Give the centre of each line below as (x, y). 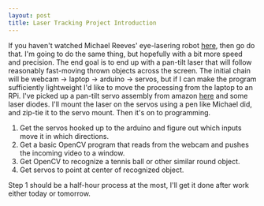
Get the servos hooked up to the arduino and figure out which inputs (130, 128)
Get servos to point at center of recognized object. (102, 170)
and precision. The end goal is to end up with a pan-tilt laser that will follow (130, 62)
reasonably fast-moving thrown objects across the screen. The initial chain (129, 70)
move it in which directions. (64, 136)
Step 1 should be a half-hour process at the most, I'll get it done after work (129, 185)
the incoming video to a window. (72, 153)
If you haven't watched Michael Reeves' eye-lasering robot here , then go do (132, 45)
